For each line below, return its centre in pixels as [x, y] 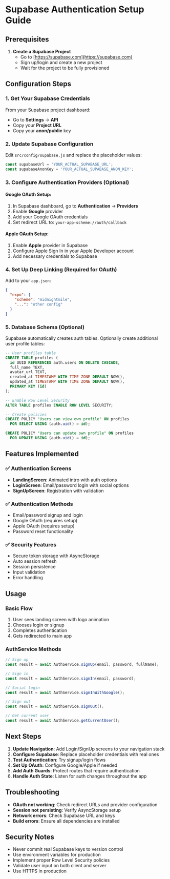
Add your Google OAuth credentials [50, 217]
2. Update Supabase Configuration [49, 144]
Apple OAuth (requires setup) [44, 526]
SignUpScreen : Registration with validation [58, 490]
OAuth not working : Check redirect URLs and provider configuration [85, 804]
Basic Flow [19, 608]
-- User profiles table [31, 353]
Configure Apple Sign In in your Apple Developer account [73, 251]
